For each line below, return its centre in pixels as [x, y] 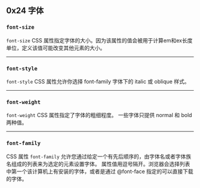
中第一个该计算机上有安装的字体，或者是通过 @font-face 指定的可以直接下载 [100, 171]
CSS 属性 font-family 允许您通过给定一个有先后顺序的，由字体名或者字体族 [99, 156]
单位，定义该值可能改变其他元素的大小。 [56, 48]
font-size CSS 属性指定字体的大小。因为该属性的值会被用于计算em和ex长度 [99, 40]
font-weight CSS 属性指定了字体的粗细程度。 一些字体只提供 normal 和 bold [99, 115]
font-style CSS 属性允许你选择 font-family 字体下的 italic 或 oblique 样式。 [98, 81]
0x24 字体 [25, 11]
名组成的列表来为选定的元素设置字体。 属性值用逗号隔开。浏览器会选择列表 [98, 164]
